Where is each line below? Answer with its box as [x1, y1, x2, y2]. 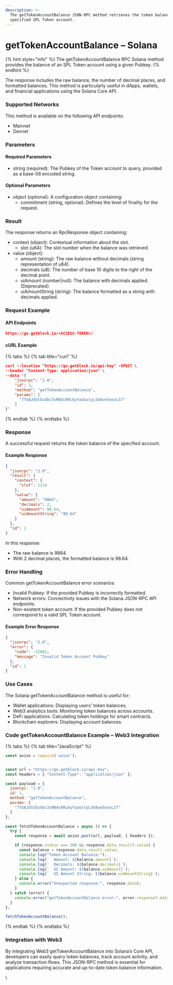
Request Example [5, 307, 50, 314]
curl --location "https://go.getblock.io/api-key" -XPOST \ [5, 363, 137, 368]
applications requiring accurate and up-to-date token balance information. [5, 964, 163, 971]
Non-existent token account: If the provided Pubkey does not [12, 606, 143, 612]
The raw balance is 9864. [12, 550, 67, 556]
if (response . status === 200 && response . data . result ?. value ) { [14, 842, 155, 848]
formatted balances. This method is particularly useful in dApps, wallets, [5, 83, 159, 89]
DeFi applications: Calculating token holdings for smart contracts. [12, 713, 152, 719]
